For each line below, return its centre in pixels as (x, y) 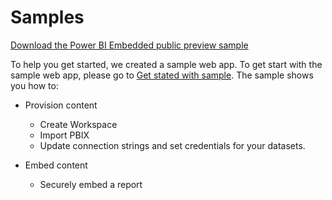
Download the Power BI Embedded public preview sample (129, 45)
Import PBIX (64, 135)
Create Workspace (78, 124)
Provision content (61, 105)
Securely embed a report (91, 184)
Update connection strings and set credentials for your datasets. (172, 145)
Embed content (56, 165)
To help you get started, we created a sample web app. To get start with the (166, 64)
